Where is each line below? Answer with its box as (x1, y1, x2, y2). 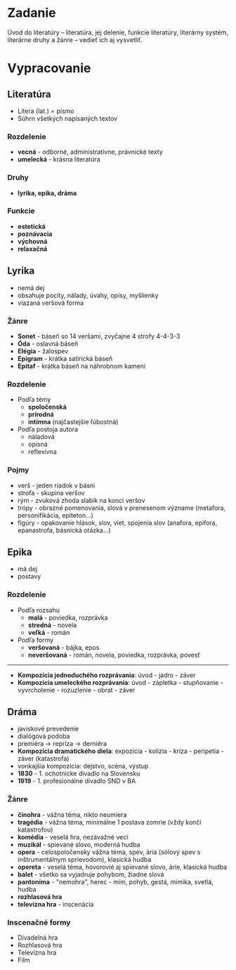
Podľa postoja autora (17, 425, 79, 433)
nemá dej (17, 283, 45, 292)
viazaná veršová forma (17, 299, 84, 307)
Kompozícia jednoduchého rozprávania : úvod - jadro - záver (17, 671, 196, 679)
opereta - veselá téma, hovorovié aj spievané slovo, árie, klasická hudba (17, 863, 228, 871)
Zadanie (7, 5, 56, 21)
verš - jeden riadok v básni (17, 481, 96, 490)
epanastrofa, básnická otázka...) (17, 525, 111, 535)
